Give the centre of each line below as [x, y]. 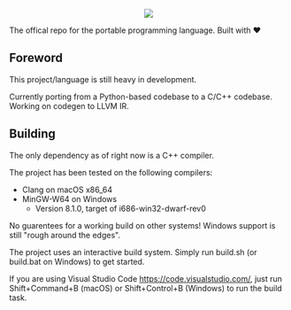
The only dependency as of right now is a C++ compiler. [112, 155]
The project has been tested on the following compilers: [111, 172]
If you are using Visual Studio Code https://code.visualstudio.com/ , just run [146, 278]
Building [32, 134]
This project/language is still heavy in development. [103, 79]
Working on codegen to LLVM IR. [69, 105]
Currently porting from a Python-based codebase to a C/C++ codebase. [141, 97]
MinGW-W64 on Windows [69, 198]
